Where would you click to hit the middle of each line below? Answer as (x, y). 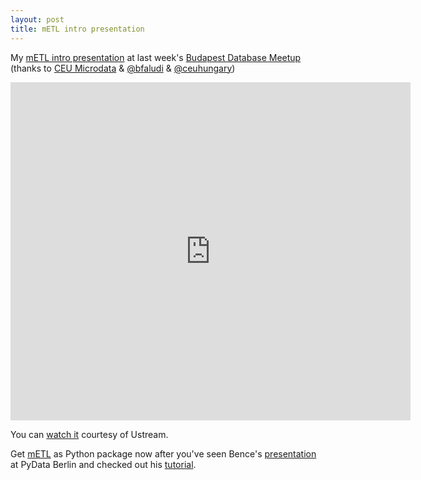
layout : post (37, 19)
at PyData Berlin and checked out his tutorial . (103, 464)
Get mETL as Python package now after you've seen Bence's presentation (163, 453)
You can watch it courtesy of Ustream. (89, 434)
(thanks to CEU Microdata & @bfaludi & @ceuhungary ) (123, 68)
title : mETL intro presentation (77, 29)
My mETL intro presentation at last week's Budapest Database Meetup (156, 57)
